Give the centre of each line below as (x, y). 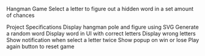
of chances (20, 15)
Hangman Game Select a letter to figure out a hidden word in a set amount (100, 9)
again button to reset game (40, 46)
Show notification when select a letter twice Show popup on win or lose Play (103, 40)
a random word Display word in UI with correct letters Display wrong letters (101, 33)
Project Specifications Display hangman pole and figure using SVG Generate (102, 27)
